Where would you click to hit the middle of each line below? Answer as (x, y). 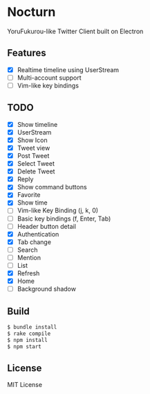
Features (27, 53)
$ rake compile (29, 334)
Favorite (29, 195)
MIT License (25, 385)
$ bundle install (32, 327)
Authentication (38, 234)
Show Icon (32, 140)
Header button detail (46, 226)
